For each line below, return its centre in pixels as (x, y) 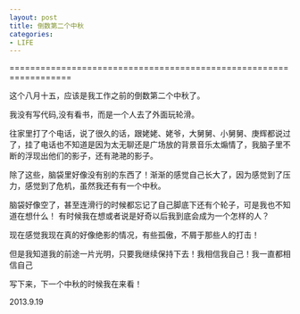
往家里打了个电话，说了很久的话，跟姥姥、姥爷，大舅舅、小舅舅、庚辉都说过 (150, 134)
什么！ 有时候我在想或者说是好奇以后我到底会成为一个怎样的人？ (151, 216)
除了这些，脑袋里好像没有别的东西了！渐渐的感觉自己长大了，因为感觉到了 (146, 175)
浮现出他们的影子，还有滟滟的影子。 (91, 156)
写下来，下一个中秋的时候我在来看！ (76, 284)
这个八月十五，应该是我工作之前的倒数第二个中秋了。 (107, 95)
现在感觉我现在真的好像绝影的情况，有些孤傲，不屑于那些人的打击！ (134, 235)
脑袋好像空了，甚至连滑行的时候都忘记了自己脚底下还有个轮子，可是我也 (142, 205)
